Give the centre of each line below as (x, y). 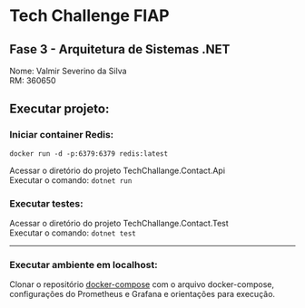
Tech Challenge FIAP (89, 16)
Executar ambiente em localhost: (84, 265)
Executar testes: (46, 203)
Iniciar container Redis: (62, 135)
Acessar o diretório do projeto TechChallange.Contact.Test (119, 223)
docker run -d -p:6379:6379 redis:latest (89, 154)
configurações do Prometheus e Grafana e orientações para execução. (142, 294)
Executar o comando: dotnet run (71, 180)
